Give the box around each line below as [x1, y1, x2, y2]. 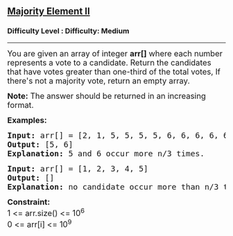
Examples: [7, 115, 47, 125]
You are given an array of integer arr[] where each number [7, 48, 223, 58]
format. [7, 100, 34, 110]
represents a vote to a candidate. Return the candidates [7, 57, 212, 68]
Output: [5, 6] [7, 139, 74, 149]
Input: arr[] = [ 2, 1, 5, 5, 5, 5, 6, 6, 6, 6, [7, 130, 219, 140]
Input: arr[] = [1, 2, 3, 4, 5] [7, 163, 149, 174]
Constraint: [7, 197, 51, 207]
